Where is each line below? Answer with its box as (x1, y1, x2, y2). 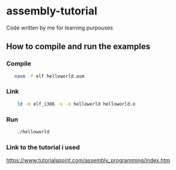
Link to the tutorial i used (6, 143, 80, 151)
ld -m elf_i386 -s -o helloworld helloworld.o (17, 101, 136, 107)
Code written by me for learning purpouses (6, 24, 113, 31)
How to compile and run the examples (6, 41, 151, 52)
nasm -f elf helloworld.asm (14, 73, 85, 79)
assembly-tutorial (6, 4, 98, 18)
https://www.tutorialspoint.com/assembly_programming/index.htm (6, 157, 171, 164)
